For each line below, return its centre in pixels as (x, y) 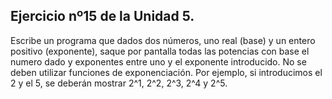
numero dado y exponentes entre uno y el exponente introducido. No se (158, 61)
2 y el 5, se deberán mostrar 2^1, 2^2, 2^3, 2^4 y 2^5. (119, 83)
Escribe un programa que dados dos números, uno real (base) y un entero (163, 40)
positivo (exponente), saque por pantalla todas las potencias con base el (160, 51)
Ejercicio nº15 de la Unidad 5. (102, 16)
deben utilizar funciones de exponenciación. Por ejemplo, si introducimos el (166, 72)
